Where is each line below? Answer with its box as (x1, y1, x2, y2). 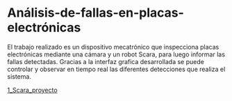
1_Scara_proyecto (7, 86, 58, 94)
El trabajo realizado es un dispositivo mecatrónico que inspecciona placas (7, 42, 219, 51)
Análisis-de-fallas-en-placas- (7, 5, 184, 21)
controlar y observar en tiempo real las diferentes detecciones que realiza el (7, 65, 226, 73)
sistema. (7, 72, 31, 81)
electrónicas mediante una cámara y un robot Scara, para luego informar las (7, 50, 226, 59)
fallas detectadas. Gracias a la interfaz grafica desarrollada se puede (7, 57, 205, 65)
